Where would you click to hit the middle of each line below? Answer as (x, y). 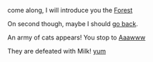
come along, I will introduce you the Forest (70, 10)
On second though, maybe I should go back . (73, 24)
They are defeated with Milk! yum (56, 51)
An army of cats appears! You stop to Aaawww (76, 37)
